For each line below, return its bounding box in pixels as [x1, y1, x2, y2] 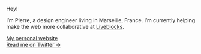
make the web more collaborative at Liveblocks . [6, 23, 124, 30]
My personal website [6, 35, 58, 41]
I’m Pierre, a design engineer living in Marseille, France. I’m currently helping [6, 17, 196, 23]
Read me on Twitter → [6, 41, 61, 48]
